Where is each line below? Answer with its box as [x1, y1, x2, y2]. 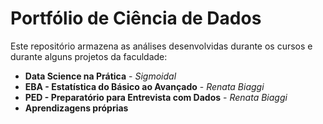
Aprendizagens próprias [24, 102, 129, 114]
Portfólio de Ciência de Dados [10, 7, 262, 30]
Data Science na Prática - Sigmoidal [24, 70, 177, 82]
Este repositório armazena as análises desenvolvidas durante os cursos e [10, 40, 313, 52]
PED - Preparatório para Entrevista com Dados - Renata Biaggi [24, 91, 288, 103]
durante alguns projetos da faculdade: [10, 50, 168, 62]
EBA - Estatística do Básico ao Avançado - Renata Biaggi [24, 80, 265, 92]
